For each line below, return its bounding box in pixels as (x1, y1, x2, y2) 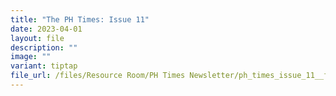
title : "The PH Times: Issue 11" (10, 14, 150, 25)
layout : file (10, 33, 65, 43)
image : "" (10, 52, 52, 62)
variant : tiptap (10, 61, 78, 71)
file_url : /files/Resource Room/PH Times (10, 71, 186, 81)
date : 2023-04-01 (10, 24, 83, 34)
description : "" (10, 42, 78, 53)
